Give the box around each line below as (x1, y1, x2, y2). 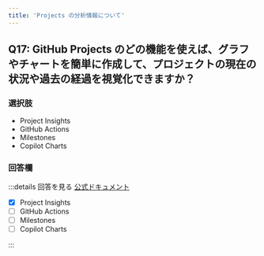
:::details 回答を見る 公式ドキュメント (8, 182, 130, 191)
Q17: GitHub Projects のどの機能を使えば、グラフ (8, 43, 250, 56)
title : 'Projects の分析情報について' (8, 11, 125, 20)
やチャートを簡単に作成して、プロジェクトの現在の (8, 58, 257, 71)
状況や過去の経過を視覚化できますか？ (8, 72, 195, 86)
